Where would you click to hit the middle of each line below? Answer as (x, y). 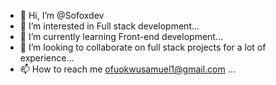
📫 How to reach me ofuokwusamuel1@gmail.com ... (127, 69)
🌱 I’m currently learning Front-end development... (121, 36)
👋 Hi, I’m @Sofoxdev (62, 15)
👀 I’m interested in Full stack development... (109, 26)
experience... (47, 58)
